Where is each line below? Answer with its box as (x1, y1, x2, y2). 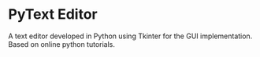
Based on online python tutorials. (8, 39, 116, 48)
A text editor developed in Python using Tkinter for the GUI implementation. (8, 31, 253, 41)
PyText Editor (8, 5, 98, 23)
